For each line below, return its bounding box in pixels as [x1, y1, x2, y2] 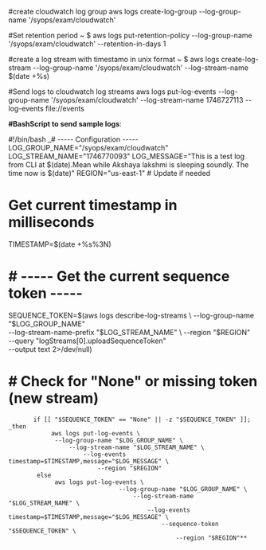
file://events [45, 103, 85, 113]
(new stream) [8, 389, 100, 408]
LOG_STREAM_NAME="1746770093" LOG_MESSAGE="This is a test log [8, 151, 245, 161]
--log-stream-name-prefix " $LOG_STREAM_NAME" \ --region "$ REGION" [8, 327, 251, 337]
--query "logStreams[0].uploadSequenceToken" [8, 336, 166, 345]
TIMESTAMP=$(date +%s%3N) [8, 239, 111, 249]
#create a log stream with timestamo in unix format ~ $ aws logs [8, 55, 220, 64]
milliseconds [8, 213, 95, 232]
